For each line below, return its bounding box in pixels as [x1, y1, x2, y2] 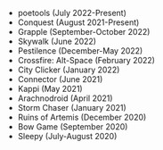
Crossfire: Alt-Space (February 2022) [17, 55, 156, 65]
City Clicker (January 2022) [17, 64, 120, 75]
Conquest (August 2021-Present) [17, 17, 140, 28]
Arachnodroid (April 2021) [17, 93, 113, 104]
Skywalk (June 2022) [17, 36, 96, 46]
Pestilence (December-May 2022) [17, 46, 143, 56]
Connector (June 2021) [17, 74, 103, 84]
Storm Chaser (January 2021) [17, 103, 126, 112]
